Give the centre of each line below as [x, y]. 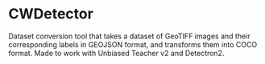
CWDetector [51, 14]
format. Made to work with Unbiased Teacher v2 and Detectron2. [116, 53]
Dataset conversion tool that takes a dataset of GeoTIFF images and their [129, 36]
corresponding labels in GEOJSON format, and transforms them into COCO [133, 44]
